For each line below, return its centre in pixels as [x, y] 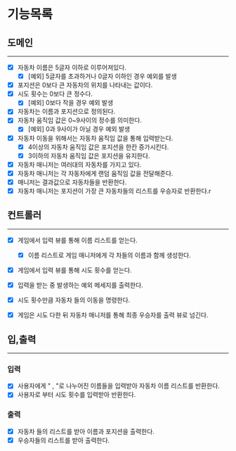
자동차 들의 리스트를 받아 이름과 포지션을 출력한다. [86, 431]
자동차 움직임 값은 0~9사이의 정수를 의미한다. [80, 120]
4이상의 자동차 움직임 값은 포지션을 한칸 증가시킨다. [98, 147]
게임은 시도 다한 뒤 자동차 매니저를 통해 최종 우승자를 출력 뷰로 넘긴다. [113, 315]
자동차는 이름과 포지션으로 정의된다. [66, 112]
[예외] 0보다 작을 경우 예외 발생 [71, 103]
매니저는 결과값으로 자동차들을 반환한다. [72, 182]
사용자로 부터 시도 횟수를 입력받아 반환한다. [77, 395]
